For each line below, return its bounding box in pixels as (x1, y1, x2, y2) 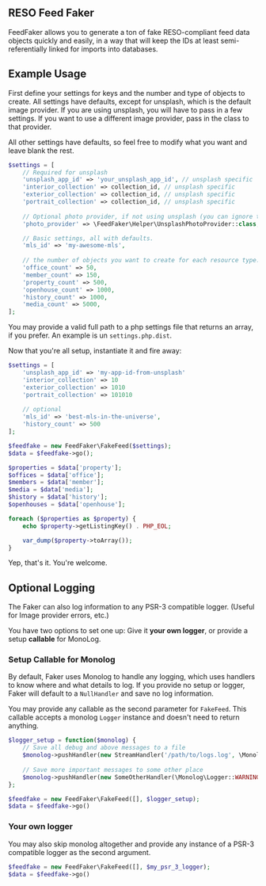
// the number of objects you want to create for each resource (22, 257, 239, 265)
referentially (8, 44, 47, 54)
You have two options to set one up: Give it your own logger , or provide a (8, 626, 248, 636)
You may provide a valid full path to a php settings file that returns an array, (8, 323, 254, 332)
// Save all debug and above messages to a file (22, 744, 186, 752)
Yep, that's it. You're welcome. (8, 558, 108, 567)
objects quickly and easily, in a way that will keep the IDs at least (8, 36, 219, 45)
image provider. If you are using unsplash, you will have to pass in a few (8, 105, 243, 114)
